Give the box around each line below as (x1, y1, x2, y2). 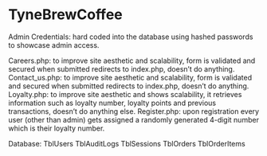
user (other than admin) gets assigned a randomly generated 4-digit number (8, 115, 259, 124)
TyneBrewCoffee (8, 6, 124, 24)
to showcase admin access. (8, 40, 100, 49)
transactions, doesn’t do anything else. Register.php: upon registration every (8, 106, 260, 116)
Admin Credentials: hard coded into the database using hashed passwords (8, 32, 253, 41)
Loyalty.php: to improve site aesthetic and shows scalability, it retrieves (8, 89, 242, 99)
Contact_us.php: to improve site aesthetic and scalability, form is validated (8, 72, 253, 82)
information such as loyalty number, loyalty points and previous (8, 98, 217, 107)
